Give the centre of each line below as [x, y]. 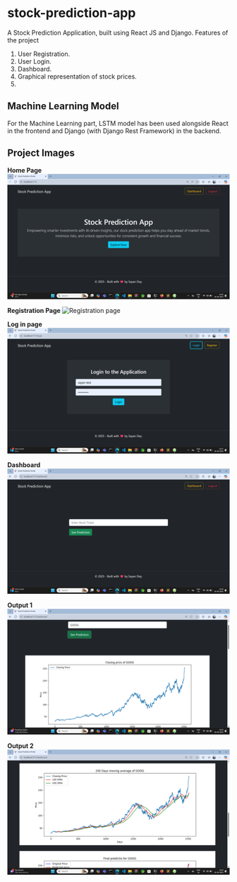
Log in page [25, 324]
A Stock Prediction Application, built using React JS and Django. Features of [118, 33]
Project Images [41, 153]
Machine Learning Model [63, 107]
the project [23, 40]
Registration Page [34, 311]
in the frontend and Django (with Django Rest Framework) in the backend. [114, 131]
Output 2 [20, 745]
